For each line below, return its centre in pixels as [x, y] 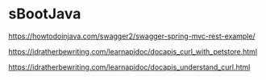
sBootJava [45, 14]
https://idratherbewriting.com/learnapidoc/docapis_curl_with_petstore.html [133, 51]
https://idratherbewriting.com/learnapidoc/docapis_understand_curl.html [129, 67]
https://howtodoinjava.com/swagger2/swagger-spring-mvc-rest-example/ [132, 36]
